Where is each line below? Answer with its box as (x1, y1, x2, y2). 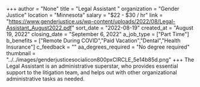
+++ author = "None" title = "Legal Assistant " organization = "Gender (6, 5, 180, 12)
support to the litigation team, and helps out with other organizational (6, 69, 177, 76)
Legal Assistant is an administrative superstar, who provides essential (6, 62, 178, 70)
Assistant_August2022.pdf (6, 24, 72, 31)
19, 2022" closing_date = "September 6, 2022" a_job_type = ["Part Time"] (6, 31, 189, 38)
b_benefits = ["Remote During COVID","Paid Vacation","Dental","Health (6, 37, 181, 44)
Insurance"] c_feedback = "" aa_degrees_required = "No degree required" (6, 43, 190, 50)
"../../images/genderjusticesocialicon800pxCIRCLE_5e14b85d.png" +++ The (6, 56, 195, 63)
